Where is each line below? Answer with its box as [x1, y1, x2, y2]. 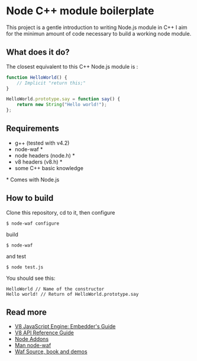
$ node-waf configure [6, 221, 60, 226]
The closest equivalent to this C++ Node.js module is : [6, 63, 138, 70]
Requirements [6, 123, 59, 134]
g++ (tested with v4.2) [14, 139, 70, 146]
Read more [6, 307, 47, 318]
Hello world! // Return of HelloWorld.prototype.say [6, 291, 139, 297]
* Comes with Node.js [6, 176, 60, 183]
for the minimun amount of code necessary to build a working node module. [6, 30, 192, 37]
